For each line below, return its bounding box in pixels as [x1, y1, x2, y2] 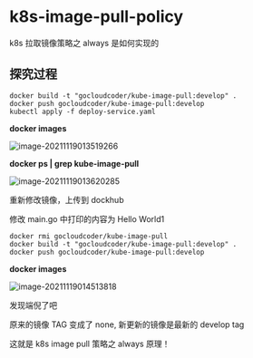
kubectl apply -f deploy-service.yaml [9, 107, 156, 116]
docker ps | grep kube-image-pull [9, 158, 140, 169]
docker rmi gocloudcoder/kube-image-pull [9, 231, 169, 241]
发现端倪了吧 [9, 299, 57, 310]
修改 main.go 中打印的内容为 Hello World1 [9, 213, 165, 224]
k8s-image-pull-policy [9, 6, 184, 27]
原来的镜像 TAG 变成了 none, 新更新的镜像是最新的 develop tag [9, 319, 245, 330]
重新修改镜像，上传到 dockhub [9, 194, 124, 205]
